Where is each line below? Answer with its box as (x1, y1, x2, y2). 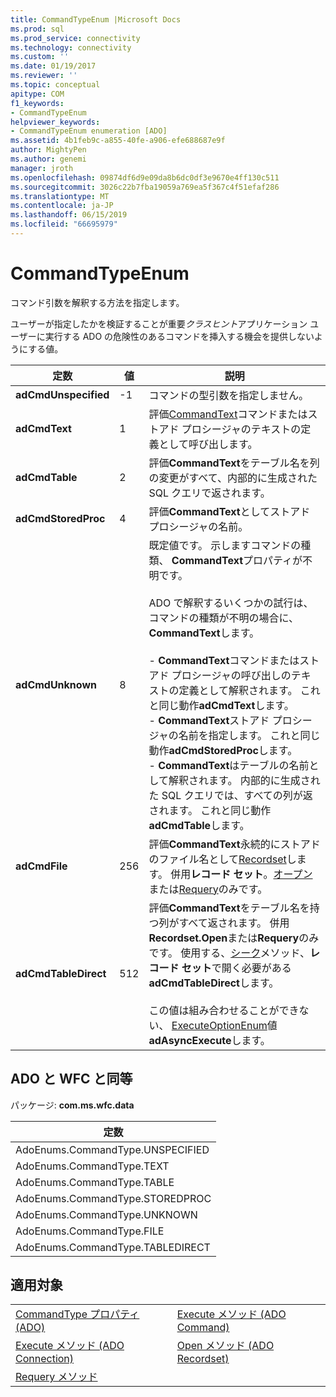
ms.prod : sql (10, 24, 65, 34)
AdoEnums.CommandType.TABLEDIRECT (15, 1240, 211, 1254)
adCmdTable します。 (148, 818, 250, 832)
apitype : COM (10, 89, 65, 99)
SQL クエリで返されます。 (148, 486, 271, 500)
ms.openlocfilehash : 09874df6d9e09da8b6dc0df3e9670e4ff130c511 (10, 172, 280, 183)
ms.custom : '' (10, 52, 70, 62)
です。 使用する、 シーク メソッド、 (148, 946, 310, 960)
